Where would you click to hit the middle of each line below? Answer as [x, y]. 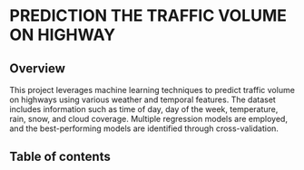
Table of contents [60, 157]
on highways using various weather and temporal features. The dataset [143, 99]
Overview [38, 68]
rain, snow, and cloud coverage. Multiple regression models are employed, [149, 119]
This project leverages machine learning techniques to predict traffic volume [152, 90]
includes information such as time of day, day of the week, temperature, [144, 109]
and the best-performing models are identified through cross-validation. [144, 128]
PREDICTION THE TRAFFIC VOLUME [148, 16]
